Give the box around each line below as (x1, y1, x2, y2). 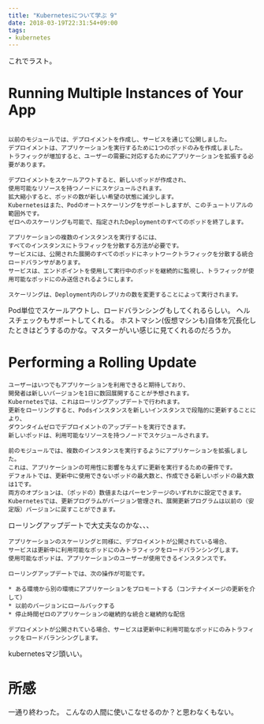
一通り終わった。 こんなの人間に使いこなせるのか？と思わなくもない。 (8, 707, 238, 717)
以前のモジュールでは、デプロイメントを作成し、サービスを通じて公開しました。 (8, 136, 231, 144)
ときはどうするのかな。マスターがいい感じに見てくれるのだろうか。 (14, 326, 236, 335)
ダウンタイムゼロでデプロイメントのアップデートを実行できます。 (8, 424, 190, 432)
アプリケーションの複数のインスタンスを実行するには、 (8, 234, 161, 242)
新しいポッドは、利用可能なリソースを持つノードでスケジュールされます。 (8, 432, 213, 439)
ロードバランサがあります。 (8, 258, 84, 267)
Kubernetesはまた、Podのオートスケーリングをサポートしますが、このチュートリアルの (8, 202, 254, 209)
